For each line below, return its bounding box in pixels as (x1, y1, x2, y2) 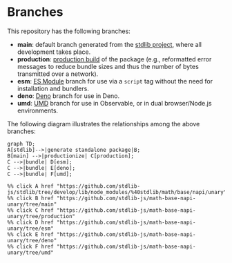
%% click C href (7, 206, 54, 214)
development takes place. (17, 48, 91, 56)
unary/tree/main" (7, 201, 57, 208)
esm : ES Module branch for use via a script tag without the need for (17, 77, 213, 85)
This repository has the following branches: (7, 27, 131, 35)
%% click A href (7, 182, 54, 190)
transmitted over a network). (17, 70, 99, 78)
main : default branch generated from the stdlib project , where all (17, 40, 202, 48)
